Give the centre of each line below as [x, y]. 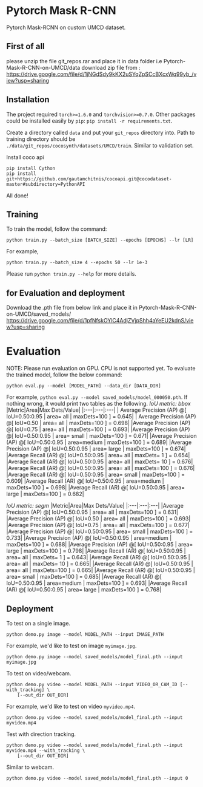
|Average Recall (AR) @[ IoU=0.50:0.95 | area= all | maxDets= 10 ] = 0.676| [100, 462]
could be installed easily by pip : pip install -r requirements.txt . [89, 121]
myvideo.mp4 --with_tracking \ [46, 751]
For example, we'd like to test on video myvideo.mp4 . [71, 706]
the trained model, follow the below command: [64, 375]
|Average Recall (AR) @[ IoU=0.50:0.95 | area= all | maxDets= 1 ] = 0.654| [98, 455]
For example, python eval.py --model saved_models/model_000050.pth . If [97, 397]
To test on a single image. [38, 623]
